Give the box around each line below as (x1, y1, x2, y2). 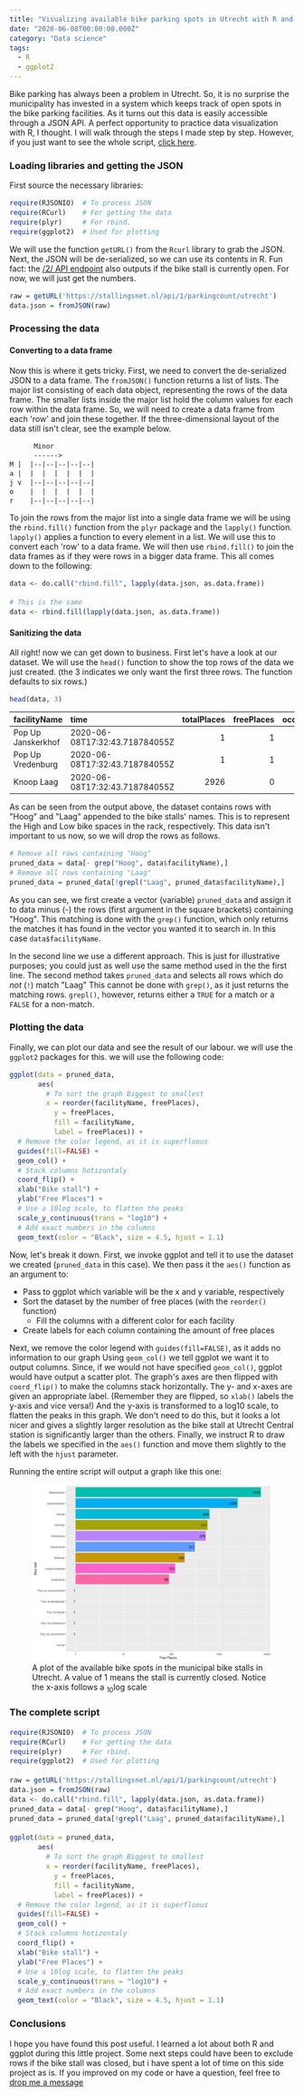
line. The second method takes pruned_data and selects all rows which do (9, 969, 283, 980)
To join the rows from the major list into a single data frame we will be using (9, 512, 291, 523)
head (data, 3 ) (9, 695, 63, 704)
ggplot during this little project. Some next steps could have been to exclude (9, 2047, 294, 2059)
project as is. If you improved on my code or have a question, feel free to (9, 2067, 280, 2078)
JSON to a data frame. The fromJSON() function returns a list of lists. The (9, 375, 280, 386)
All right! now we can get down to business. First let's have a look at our (9, 647, 278, 658)
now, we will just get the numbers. (9, 272, 137, 283)
